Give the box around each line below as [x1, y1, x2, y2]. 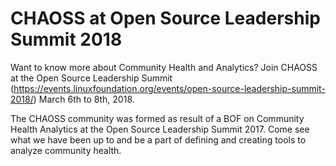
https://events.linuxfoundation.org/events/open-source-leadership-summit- [13, 82, 326, 94]
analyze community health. [10, 144, 122, 156]
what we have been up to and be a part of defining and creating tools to [10, 133, 307, 146]
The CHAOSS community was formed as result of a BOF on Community [10, 112, 305, 124]
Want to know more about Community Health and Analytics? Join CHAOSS [10, 61, 318, 73]
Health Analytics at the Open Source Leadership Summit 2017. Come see [10, 123, 310, 135]
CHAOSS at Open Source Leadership [10, 7, 321, 30]
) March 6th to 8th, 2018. [33, 93, 135, 105]
